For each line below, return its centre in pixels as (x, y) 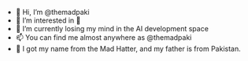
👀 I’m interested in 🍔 (48, 20)
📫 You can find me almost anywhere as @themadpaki (104, 38)
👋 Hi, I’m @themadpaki (52, 12)
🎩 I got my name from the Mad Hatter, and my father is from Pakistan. (128, 48)
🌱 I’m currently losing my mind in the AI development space (112, 29)
